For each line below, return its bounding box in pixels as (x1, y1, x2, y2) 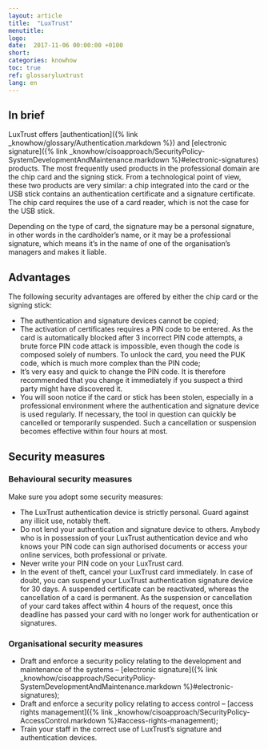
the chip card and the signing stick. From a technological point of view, (8, 172, 242, 182)
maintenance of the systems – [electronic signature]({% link (19, 665, 218, 675)
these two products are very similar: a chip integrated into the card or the (8, 181, 250, 191)
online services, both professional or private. (19, 550, 168, 559)
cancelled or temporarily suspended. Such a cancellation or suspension (19, 418, 257, 428)
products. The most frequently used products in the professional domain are (8, 163, 260, 173)
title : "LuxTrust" (8, 19, 74, 27)
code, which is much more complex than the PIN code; (19, 358, 201, 368)
